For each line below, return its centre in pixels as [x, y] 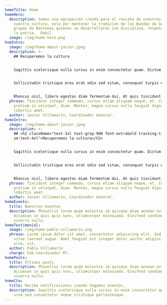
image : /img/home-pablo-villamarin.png [51, 230]
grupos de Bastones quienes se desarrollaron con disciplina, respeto [88, 28]
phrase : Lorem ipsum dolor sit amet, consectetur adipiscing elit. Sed [85, 234]
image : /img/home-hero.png [37, 38]
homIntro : [15, 42]
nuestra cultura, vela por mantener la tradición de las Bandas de [85, 24]
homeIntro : [16, 120]
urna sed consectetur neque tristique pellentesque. [70, 295]
